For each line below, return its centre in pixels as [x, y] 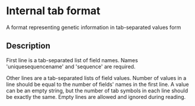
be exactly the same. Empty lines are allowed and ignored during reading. [96, 97]
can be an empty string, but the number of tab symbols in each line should [97, 91]
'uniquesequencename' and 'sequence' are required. [71, 66]
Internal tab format [53, 11]
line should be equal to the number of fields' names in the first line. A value [97, 84]
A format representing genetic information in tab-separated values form [94, 27]
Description [28, 46]
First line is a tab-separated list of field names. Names [72, 60]
